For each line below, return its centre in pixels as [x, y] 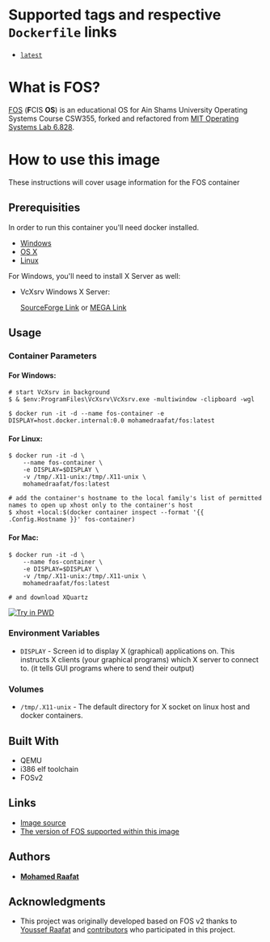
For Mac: [23, 537]
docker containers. [51, 716]
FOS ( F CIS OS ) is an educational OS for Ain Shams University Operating [128, 109]
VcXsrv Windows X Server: [65, 291]
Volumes [26, 689]
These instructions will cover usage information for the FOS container [124, 182]
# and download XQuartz [49, 597]
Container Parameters [53, 356]
